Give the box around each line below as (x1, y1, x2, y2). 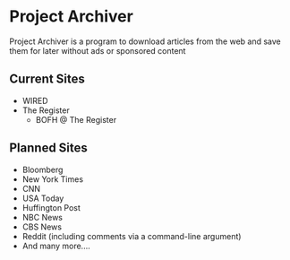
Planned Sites (9, 141, 88, 156)
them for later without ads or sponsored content (9, 45, 186, 56)
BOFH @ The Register (35, 114, 117, 125)
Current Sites (9, 72, 85, 87)
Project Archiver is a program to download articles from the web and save (9, 36, 282, 47)
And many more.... (21, 240, 91, 251)
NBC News (21, 212, 63, 222)
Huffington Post (21, 202, 81, 212)
